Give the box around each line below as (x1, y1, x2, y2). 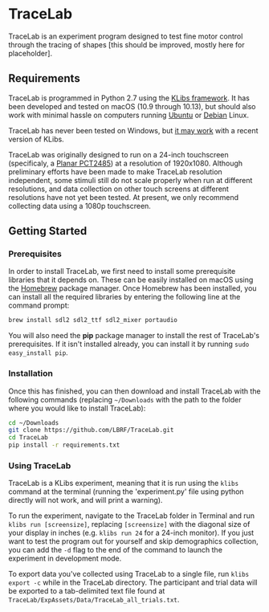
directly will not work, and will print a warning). (8, 496, 163, 505)
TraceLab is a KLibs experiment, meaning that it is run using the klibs (8, 479, 239, 488)
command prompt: (8, 300, 70, 310)
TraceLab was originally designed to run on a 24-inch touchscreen (8, 149, 229, 159)
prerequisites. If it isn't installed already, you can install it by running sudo (8, 339, 250, 349)
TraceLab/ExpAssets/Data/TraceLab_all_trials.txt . (8, 595, 180, 605)
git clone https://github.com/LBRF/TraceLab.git (8, 426, 174, 435)
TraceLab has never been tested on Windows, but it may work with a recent (8, 125, 259, 135)
